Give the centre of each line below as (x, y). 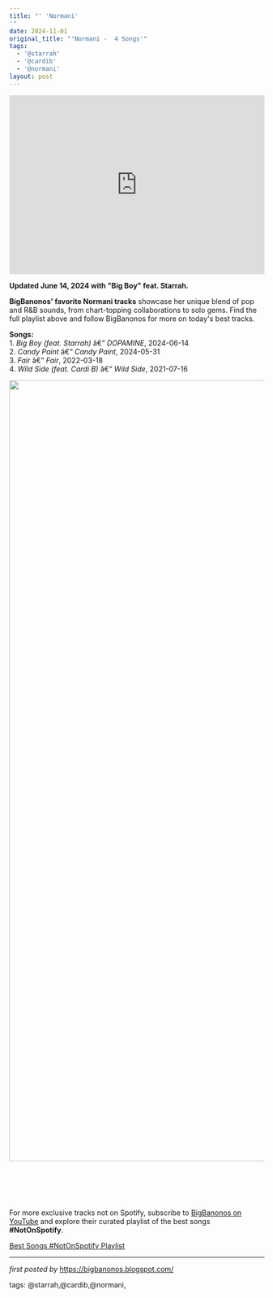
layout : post (31, 76)
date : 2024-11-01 (38, 31)
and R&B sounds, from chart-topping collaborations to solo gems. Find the (133, 310)
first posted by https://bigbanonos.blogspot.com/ (92, 1269)
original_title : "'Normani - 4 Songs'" (79, 39)
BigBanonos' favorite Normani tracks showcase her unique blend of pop (132, 301)
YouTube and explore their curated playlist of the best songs (110, 1221)
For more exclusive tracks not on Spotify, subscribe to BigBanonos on (126, 1213)
